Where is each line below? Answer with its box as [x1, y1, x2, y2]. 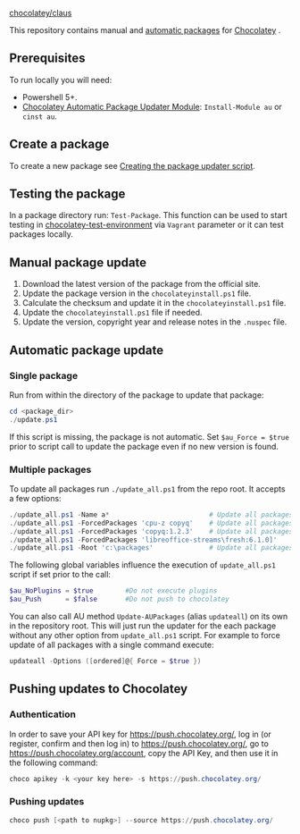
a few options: [9, 493, 62, 503]
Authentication [9, 708, 76, 720]
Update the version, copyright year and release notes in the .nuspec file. [21, 316, 287, 327]
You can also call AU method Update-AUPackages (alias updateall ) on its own [9, 611, 288, 622]
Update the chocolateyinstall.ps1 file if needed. [21, 307, 203, 318]
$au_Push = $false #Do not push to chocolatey [9, 594, 229, 604]
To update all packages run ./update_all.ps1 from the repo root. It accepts [9, 483, 286, 494]
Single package [9, 369, 79, 382]
